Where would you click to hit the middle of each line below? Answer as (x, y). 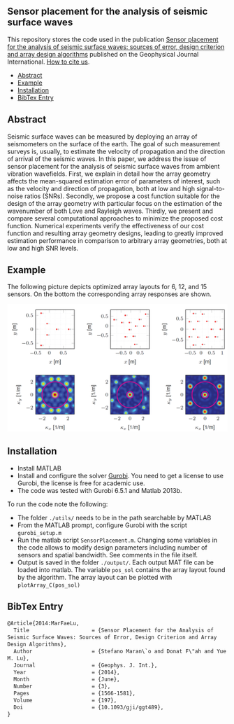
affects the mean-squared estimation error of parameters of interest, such (114, 181)
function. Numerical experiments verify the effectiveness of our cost (106, 225)
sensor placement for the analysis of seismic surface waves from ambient (114, 166)
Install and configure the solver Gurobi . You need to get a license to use (120, 475)
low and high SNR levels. (43, 248)
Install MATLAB (39, 468)
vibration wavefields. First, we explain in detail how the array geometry (109, 174)
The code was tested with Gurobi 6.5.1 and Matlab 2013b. (100, 490)
